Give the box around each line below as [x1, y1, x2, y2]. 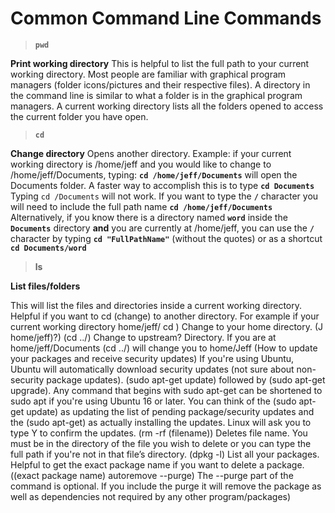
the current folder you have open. [10, 110, 149, 122]
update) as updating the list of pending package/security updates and [26, 405, 315, 417]
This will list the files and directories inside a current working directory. [10, 299, 303, 311]
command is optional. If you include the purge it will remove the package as [10, 480, 322, 492]
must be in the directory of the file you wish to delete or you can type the [10, 437, 312, 449]
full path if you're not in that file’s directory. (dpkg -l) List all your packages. [10, 448, 320, 460]
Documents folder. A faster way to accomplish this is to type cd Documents [10, 179, 315, 191]
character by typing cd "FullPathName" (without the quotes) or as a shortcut [10, 232, 323, 244]
